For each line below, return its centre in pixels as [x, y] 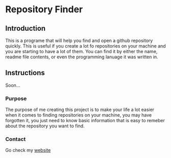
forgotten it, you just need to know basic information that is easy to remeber [85, 121]
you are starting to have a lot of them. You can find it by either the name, [81, 51]
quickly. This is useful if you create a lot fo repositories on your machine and [86, 46]
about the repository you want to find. [45, 126]
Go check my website [28, 150]
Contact [16, 139]
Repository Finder [44, 9]
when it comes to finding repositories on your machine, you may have [79, 115]
